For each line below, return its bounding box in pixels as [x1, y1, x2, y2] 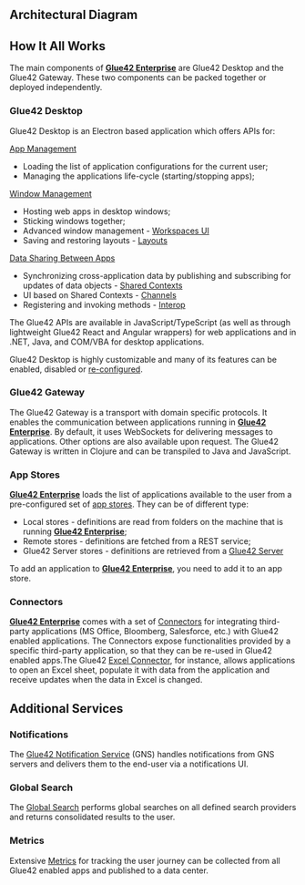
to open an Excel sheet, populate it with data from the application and [9, 664, 270, 675]
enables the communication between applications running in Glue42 [9, 417, 267, 427]
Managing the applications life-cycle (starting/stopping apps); [22, 170, 255, 181]
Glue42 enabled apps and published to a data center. [9, 865, 209, 876]
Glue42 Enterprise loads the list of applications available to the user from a [9, 489, 292, 500]
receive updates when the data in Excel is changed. [9, 674, 203, 685]
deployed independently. [9, 82, 103, 93]
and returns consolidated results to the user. [9, 811, 176, 823]
